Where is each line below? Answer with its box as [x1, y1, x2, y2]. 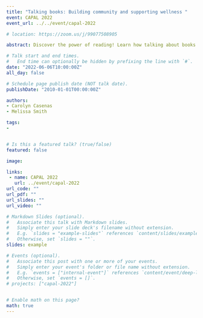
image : [6, 158, 23, 164]
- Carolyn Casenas [6, 103, 53, 109]
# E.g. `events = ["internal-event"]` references [6, 270, 139, 276]
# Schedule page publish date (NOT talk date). [6, 81, 129, 87]
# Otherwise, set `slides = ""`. [6, 236, 96, 242]
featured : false [6, 147, 47, 153]
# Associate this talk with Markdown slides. [6, 219, 129, 225]
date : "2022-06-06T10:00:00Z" [6, 64, 83, 70]
